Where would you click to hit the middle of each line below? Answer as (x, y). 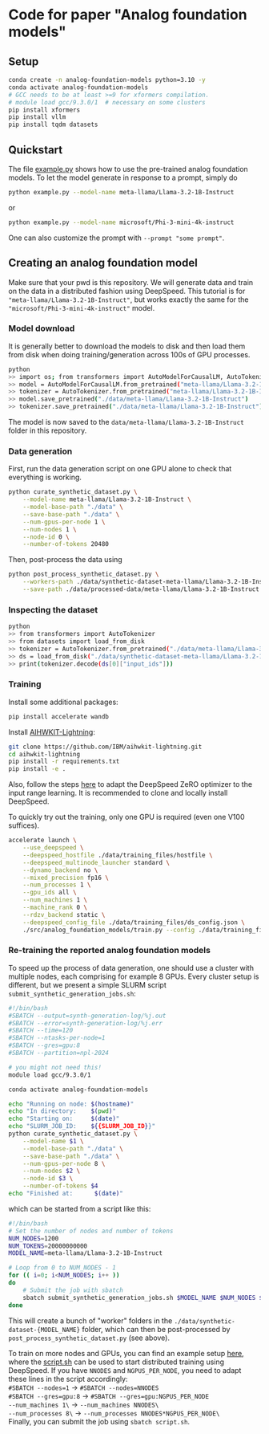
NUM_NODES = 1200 (34, 1238)
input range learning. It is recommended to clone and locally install (118, 793)
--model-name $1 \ (53, 1141)
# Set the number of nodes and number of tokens (91, 1231)
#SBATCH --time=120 (41, 1031)
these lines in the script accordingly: (68, 1379)
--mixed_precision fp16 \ (66, 878)
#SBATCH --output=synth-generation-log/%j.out (87, 1016)
